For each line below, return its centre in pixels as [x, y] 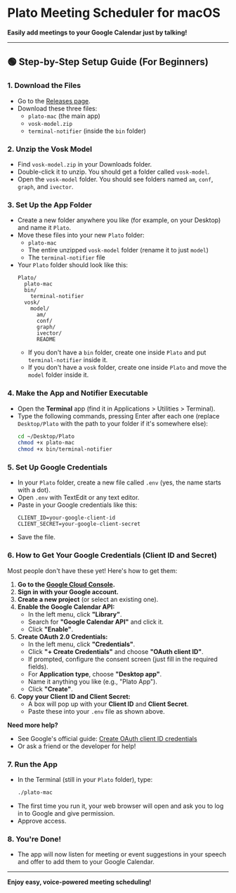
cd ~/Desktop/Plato [46, 436]
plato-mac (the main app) [64, 116]
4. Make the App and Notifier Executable [78, 393]
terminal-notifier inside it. [68, 360]
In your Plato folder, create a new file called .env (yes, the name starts [119, 482]
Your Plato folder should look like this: [73, 265]
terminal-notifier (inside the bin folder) [87, 131]
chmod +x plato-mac [46, 443]
